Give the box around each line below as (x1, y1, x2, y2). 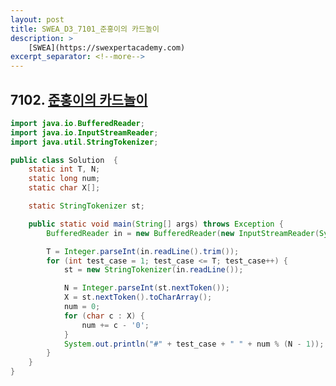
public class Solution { (10, 155, 118, 165)
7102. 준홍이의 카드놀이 (10, 91, 148, 108)
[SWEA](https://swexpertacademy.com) (28, 42, 186, 53)
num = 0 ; (63, 302, 101, 312)
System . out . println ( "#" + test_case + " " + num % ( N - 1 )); (63, 339, 325, 349)
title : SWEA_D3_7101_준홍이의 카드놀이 (10, 24, 160, 34)
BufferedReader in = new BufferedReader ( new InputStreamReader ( (46, 228, 320, 238)
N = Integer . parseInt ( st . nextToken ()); (63, 283, 230, 293)
